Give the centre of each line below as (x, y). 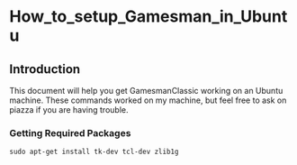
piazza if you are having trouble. (69, 110)
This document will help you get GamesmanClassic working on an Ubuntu (146, 91)
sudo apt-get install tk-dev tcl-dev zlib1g (94, 152)
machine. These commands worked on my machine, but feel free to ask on (148, 100)
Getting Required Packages (70, 133)
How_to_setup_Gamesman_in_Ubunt (148, 17)
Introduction (45, 69)
